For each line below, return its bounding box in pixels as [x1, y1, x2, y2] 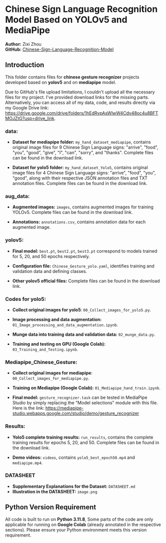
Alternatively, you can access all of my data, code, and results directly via [5, 99, 156, 105]
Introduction [5, 61, 45, 69]
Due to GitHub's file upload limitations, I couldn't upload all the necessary [5, 89, 155, 95]
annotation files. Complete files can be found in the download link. [12, 181, 148, 186]
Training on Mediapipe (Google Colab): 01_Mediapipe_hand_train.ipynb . [12, 385, 161, 391]
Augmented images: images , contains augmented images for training [12, 204, 154, 210]
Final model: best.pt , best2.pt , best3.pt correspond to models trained [12, 248, 158, 254]
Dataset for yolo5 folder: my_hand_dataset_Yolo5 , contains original [12, 165, 148, 171]
